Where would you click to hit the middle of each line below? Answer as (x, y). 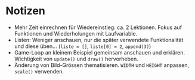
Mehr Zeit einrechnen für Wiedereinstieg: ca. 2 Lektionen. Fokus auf (98, 27)
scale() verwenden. (39, 71)
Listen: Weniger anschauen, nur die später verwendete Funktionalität (99, 40)
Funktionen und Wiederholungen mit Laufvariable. (76, 33)
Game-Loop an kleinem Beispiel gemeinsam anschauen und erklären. (100, 52)
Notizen (25, 11)
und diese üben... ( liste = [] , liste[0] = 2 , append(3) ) (83, 46)
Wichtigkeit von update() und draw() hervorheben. (76, 59)
